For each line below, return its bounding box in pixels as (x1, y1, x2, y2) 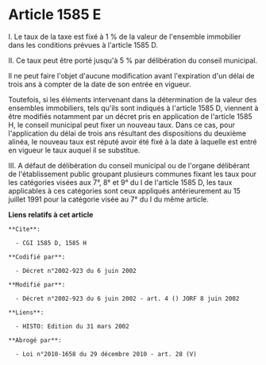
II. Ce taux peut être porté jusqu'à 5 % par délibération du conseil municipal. (8, 56, 258, 65)
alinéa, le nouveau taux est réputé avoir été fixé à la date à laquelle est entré (8, 136, 257, 146)
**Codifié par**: (8, 252, 66, 261)
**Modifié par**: (8, 280, 66, 289)
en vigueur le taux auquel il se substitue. (8, 145, 141, 155)
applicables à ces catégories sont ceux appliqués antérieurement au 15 (8, 186, 241, 195)
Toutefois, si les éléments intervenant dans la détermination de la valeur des (8, 94, 257, 104)
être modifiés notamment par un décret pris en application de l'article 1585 (8, 111, 253, 121)
